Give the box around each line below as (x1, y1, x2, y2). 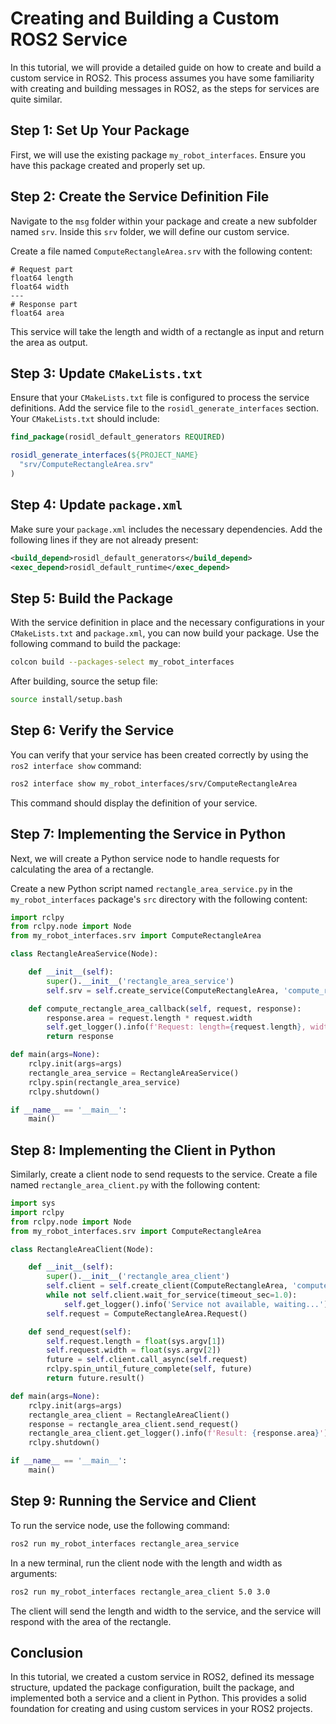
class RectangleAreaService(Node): (10, 949, 159, 959)
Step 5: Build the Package (10, 590, 173, 607)
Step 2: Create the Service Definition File (10, 188, 270, 206)
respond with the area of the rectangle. (10, 1615, 172, 1627)
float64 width (10, 282, 70, 292)
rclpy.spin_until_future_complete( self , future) (46, 1364, 253, 1374)
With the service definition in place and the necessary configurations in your (10, 617, 325, 629)
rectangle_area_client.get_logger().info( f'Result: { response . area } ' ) (28, 1428, 329, 1439)
